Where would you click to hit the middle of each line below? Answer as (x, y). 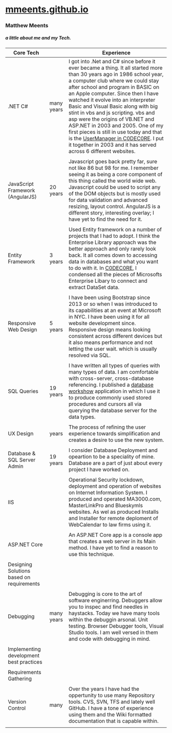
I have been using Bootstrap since (109, 298)
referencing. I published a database (111, 385)
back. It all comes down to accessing (113, 255)
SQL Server (22, 460)
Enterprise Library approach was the (112, 242)
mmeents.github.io (47, 9)
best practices (25, 662)
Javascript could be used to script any (114, 187)
